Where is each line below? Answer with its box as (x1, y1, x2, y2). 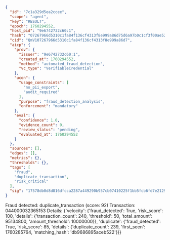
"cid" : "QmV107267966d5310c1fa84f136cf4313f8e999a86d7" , (10, 38, 133, 43)
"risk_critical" (14, 179, 49, 184)
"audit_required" (23, 89, 60, 95)
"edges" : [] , (10, 151, 37, 156)
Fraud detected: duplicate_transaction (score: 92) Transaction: (5, 202, 136, 208)
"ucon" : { (14, 75, 35, 81)
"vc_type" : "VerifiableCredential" (18, 66, 94, 71)
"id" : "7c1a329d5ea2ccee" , (10, 9, 67, 15)
